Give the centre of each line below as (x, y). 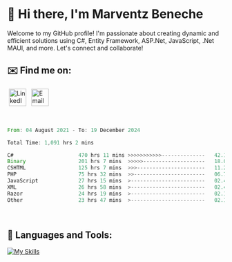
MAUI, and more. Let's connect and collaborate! (75, 48)
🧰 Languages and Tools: (60, 235)
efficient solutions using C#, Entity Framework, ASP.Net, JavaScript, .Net (111, 40)
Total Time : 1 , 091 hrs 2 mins (51, 142)
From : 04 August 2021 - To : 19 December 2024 (74, 130)
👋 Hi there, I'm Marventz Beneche (105, 14)
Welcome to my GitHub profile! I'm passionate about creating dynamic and (113, 33)
